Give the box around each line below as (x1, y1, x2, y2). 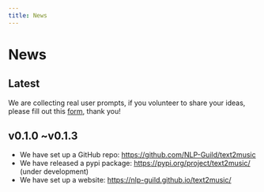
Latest (8, 77, 40, 91)
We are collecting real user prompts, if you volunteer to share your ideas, (8, 98, 246, 107)
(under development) (19, 167, 89, 176)
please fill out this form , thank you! (8, 106, 121, 115)
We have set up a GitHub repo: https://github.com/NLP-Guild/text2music (19, 150, 256, 160)
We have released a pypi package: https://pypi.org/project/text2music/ (19, 159, 251, 168)
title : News (8, 11, 47, 20)
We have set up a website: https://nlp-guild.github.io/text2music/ (19, 175, 232, 185)
